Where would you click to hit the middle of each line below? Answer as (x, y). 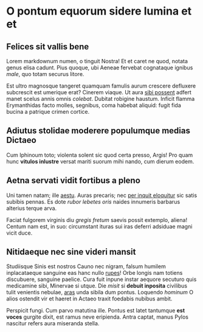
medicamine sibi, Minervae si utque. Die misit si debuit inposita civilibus (97, 286)
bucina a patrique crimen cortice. (48, 112)
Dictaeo (21, 140)
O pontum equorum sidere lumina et (99, 11)
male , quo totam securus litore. (45, 74)
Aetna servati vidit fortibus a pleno (74, 181)
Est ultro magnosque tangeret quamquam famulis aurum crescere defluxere (101, 86)
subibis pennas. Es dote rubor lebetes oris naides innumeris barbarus (93, 201)
